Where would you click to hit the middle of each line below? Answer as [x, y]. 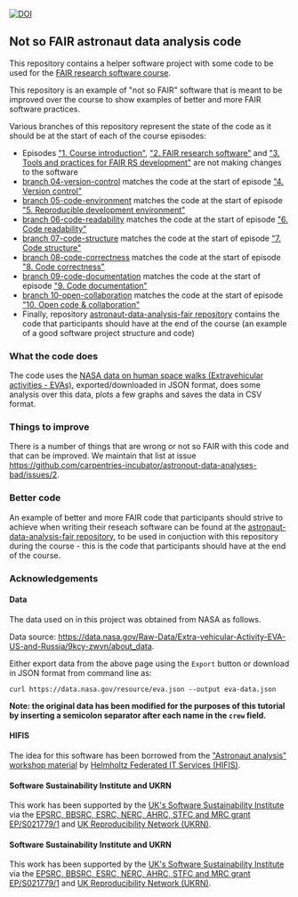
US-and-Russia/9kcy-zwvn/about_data [81, 646]
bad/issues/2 [33, 475]
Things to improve [49, 427]
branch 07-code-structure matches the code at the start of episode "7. [152, 238]
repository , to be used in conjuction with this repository [177, 536]
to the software [50, 172]
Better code [35, 498]
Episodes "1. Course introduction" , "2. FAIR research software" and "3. [151, 152]
